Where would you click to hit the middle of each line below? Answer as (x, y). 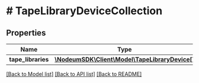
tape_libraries (29, 59)
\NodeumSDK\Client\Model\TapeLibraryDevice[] (124, 59)
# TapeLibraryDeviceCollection (84, 11)
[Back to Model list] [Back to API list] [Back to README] (74, 74)
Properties (26, 33)
